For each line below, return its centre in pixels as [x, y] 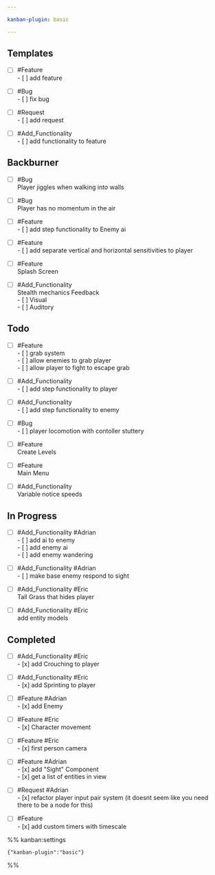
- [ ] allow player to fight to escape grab [73, 367]
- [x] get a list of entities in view [62, 777]
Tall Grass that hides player [56, 597]
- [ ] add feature [40, 78]
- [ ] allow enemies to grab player [64, 360]
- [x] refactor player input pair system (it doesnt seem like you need [113, 798]
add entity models [43, 618]
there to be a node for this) [55, 805]
